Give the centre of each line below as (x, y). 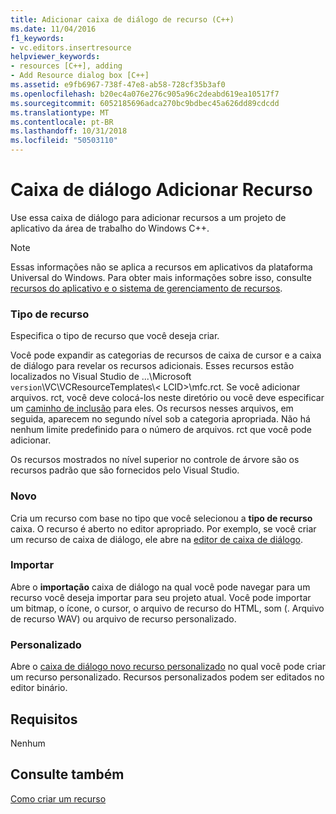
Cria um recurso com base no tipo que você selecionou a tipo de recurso (161, 518)
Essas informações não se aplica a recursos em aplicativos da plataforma (161, 267)
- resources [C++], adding (66, 66)
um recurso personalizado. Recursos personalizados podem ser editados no (167, 677)
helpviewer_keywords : (55, 57)
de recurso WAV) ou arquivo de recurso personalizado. (123, 618)
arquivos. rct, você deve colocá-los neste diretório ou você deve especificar (167, 398)
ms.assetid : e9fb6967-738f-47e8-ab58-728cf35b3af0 (118, 85)
